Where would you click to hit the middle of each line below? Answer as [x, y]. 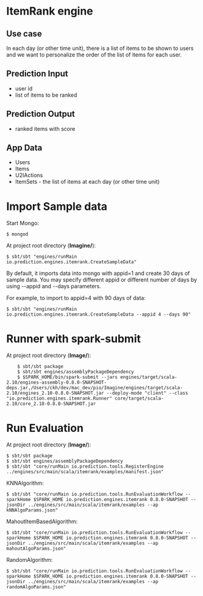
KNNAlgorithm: [25, 483]
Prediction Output [41, 114]
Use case [24, 34]
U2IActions [29, 175]
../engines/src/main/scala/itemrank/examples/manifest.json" [85, 472]
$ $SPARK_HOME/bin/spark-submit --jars [68, 377]
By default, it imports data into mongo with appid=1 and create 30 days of [98, 273]
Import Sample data [57, 206]
